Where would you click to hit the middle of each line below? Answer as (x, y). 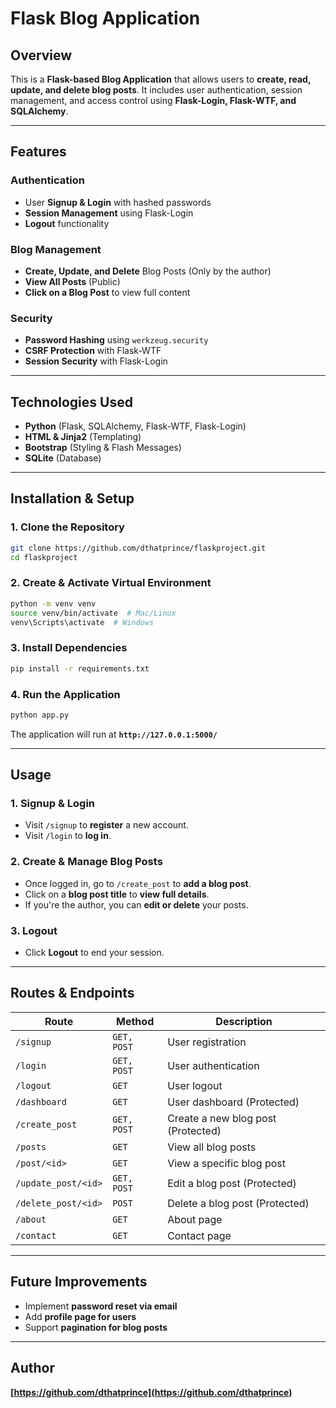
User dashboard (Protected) (233, 1102)
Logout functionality (67, 223)
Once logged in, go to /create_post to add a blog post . (138, 883)
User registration (207, 1042)
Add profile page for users (80, 1316)
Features (38, 152)
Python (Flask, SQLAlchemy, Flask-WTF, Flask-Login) (135, 426)
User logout (195, 1085)
